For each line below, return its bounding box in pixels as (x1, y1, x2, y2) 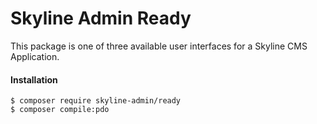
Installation (10, 73, 58, 86)
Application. (10, 50, 60, 62)
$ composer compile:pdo (10, 105, 110, 115)
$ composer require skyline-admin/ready (10, 96, 182, 106)
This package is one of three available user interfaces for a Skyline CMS (10, 40, 308, 52)
